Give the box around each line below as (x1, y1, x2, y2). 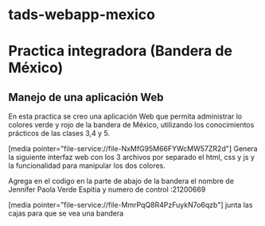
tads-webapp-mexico (8, 6, 155, 24)
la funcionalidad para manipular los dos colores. (8, 161, 166, 170)
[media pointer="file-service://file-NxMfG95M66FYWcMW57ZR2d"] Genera (8, 144, 258, 154)
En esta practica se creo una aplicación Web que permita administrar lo (8, 111, 243, 121)
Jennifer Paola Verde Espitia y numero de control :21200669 (8, 185, 206, 194)
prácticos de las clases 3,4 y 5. (8, 129, 110, 138)
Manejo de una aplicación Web (8, 90, 164, 104)
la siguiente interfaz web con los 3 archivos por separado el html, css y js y (8, 153, 255, 162)
